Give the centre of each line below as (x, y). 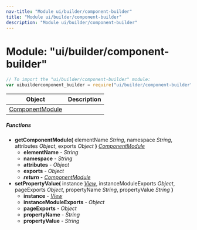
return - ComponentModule (57, 177)
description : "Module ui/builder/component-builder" (72, 22)
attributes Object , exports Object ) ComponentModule (80, 146)
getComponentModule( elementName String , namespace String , (94, 140)
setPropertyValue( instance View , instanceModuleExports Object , (95, 184)
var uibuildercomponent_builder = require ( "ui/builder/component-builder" (99, 85)
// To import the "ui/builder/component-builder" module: (78, 80)
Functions (18, 125)
